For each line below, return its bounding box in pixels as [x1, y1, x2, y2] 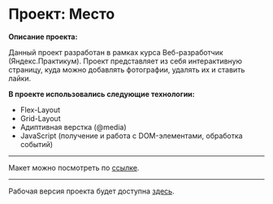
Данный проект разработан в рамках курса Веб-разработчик [8, 47, 223, 57]
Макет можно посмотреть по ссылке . [8, 163, 140, 172]
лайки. [8, 73, 32, 83]
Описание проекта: [8, 32, 78, 41]
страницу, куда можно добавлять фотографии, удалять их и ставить [8, 64, 245, 74]
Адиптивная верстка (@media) [19, 122, 128, 132]
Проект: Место [8, 5, 115, 24]
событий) [19, 139, 54, 149]
